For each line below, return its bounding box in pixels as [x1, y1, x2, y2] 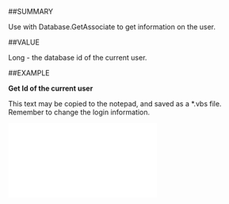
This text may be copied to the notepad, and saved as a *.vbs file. [8, 99, 222, 108]
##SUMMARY [8, 7, 54, 16]
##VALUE [8, 37, 40, 47]
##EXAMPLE [8, 68, 50, 78]
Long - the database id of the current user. [8, 53, 147, 62]
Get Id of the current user [8, 83, 94, 93]
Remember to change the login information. [8, 107, 151, 117]
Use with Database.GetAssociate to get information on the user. [8, 22, 216, 31]
